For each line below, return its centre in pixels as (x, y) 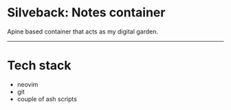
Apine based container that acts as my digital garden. (83, 31)
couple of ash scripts (47, 99)
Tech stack (39, 66)
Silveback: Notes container (86, 13)
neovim (27, 84)
